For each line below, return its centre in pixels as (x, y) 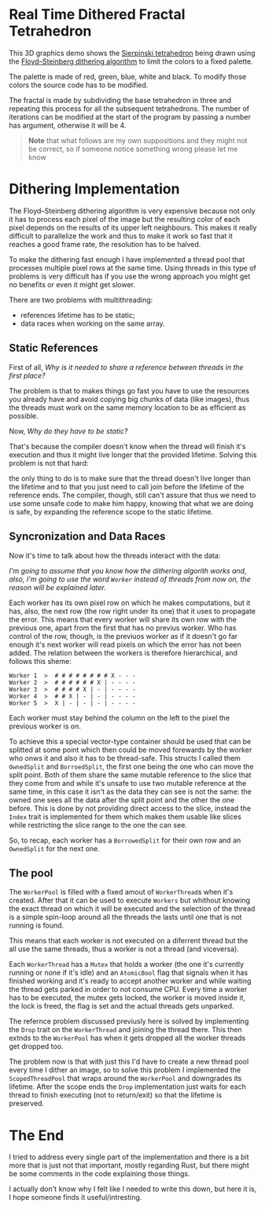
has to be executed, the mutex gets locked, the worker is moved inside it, (127, 998)
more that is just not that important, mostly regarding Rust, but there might (129, 1165)
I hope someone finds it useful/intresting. (75, 1197)
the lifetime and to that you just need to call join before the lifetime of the (127, 486)
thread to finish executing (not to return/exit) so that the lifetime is (116, 1095)
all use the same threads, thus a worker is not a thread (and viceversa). (124, 949)
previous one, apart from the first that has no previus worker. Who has (123, 628)
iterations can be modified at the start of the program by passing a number (130, 116)
